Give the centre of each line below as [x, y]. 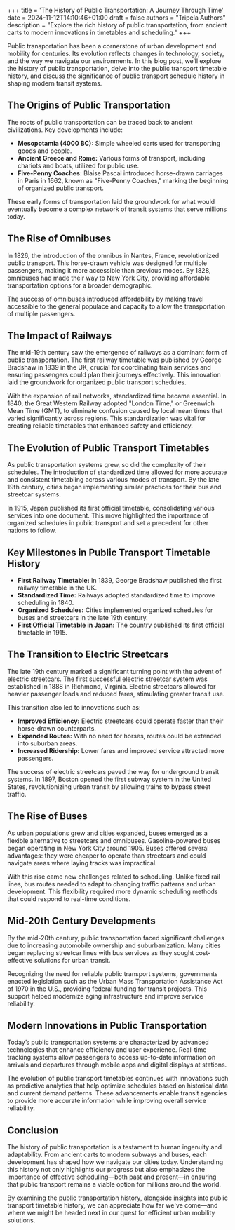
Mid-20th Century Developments [81, 921]
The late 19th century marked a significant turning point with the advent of [115, 671]
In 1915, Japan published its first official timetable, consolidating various [111, 508]
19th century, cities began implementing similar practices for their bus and [114, 487]
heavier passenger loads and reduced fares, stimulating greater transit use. [116, 694]
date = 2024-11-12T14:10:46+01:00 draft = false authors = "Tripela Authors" [116, 18]
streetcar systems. [34, 494]
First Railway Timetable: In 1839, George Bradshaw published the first [120, 581]
